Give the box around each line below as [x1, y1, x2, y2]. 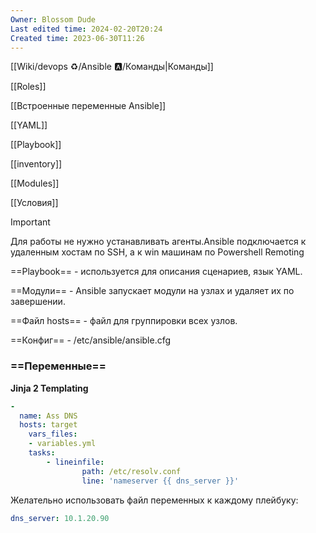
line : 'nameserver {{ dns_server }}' [81, 476, 240, 486]
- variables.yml [28, 439, 97, 449]
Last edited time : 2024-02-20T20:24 [10, 24, 163, 34]
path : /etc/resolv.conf [81, 466, 182, 476]
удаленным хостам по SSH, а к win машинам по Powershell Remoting [10, 246, 305, 258]
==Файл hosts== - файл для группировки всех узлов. [10, 315, 238, 327]
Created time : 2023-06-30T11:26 [10, 33, 145, 43]
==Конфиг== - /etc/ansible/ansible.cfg [10, 334, 172, 346]
